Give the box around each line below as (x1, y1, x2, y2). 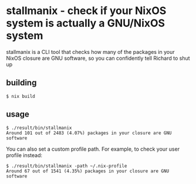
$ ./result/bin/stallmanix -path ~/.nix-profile (6, 163, 127, 169)
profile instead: (6, 151, 43, 159)
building (6, 78, 37, 88)
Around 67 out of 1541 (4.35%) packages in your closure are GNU (6, 168, 169, 174)
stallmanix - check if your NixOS (6, 4, 167, 18)
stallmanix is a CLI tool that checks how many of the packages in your (6, 48, 175, 55)
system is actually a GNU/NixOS (6, 16, 165, 30)
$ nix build (6, 93, 35, 99)
